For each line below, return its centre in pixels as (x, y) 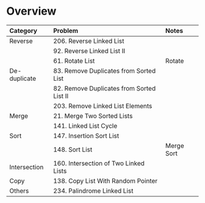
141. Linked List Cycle (85, 125)
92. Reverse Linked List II (89, 51)
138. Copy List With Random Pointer (105, 180)
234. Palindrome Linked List (93, 191)
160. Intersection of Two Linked (99, 163)
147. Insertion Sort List (86, 136)
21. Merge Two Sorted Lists (93, 116)
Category (23, 31)
